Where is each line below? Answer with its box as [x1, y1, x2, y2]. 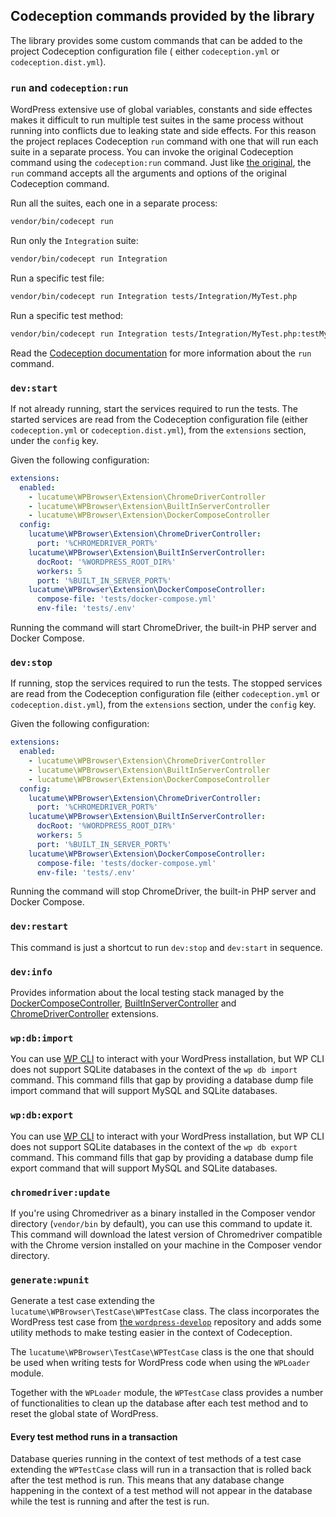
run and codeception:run [10, 80, 129, 94]
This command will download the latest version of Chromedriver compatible [10, 1228, 323, 1240]
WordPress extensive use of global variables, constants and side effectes [10, 104, 313, 116]
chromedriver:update [10, 1187, 111, 1198]
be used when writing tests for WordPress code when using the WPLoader [10, 1357, 311, 1369]
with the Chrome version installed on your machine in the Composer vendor [10, 1239, 323, 1251]
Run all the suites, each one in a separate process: [10, 197, 218, 209]
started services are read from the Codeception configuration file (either [10, 413, 309, 425]
